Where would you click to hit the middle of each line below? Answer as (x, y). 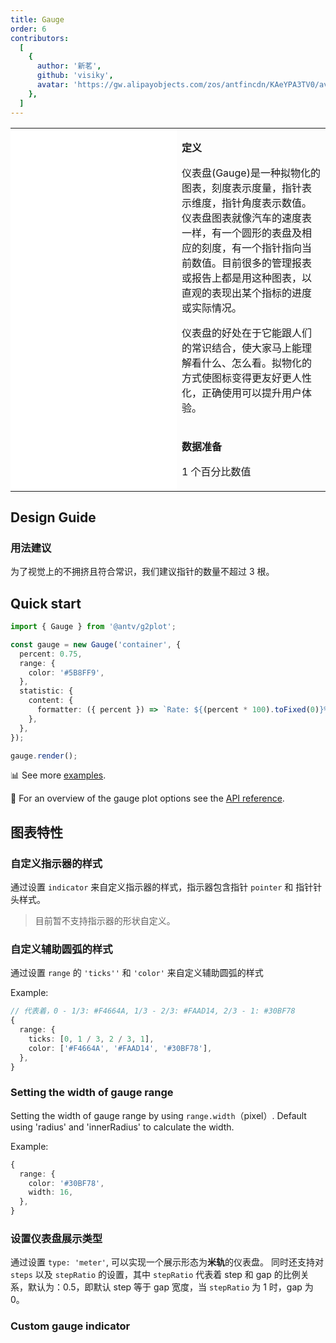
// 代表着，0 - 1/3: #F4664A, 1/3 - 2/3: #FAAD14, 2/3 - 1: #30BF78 (153, 1011)
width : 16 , (51, 1192)
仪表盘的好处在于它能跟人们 (246, 333)
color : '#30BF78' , (66, 1183)
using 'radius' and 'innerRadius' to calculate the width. (122, 1127)
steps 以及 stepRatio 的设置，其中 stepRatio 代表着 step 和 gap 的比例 (155, 1275)
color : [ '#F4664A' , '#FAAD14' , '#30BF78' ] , (120, 1048)
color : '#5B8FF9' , (66, 672)
